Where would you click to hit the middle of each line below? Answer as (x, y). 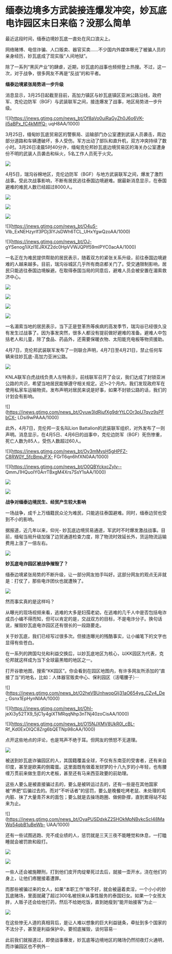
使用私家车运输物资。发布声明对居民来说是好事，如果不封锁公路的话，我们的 (86, 390)
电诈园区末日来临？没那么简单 (68, 23)
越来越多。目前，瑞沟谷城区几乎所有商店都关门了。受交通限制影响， (90, 264)
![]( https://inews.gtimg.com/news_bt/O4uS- (52, 226)
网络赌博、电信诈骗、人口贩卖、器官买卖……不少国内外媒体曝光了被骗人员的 (85, 49)
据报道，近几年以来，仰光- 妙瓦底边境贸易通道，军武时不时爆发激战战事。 (83, 530)
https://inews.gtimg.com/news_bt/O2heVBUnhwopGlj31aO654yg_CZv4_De (86, 693)
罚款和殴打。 (36, 841)
